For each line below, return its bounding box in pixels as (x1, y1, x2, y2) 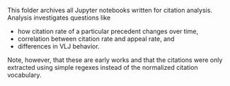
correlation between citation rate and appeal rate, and (17, 35, 175, 43)
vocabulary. (7, 70, 42, 79)
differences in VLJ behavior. (17, 42, 100, 50)
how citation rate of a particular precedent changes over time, (17, 27, 199, 35)
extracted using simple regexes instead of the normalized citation (7, 63, 198, 71)
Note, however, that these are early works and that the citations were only (7, 56, 223, 64)
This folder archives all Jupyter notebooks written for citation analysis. (7, 6, 212, 14)
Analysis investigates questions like (7, 13, 111, 22)
